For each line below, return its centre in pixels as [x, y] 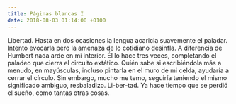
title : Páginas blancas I [45, 14]
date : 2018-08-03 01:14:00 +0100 [57, 20]
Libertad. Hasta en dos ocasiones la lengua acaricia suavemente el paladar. [118, 40]
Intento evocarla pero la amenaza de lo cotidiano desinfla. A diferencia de [115, 48]
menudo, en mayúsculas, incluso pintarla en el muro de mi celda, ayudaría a [118, 70]
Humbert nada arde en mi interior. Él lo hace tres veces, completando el [112, 55]
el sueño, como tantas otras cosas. [58, 93]
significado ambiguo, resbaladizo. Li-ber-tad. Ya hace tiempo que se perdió [118, 85]
